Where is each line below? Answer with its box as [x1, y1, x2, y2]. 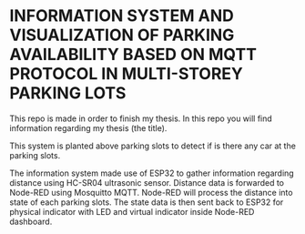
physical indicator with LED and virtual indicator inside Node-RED [9, 206, 255, 217]
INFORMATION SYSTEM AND [9, 5, 235, 26]
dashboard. [9, 216, 53, 227]
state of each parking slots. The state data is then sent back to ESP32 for [9, 197, 284, 208]
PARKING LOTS [9, 83, 127, 104]
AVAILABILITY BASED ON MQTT [9, 45, 258, 65]
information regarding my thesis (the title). [9, 122, 168, 133]
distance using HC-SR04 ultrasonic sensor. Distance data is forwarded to [9, 177, 285, 188]
